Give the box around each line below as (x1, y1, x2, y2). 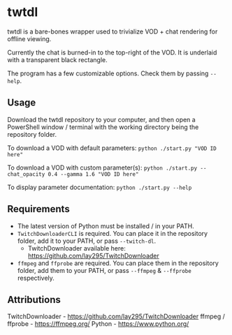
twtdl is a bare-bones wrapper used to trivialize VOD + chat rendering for (7, 27, 218, 36)
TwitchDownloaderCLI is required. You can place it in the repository (17, 229, 208, 237)
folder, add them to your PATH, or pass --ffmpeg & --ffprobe (17, 266, 192, 274)
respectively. (17, 274, 55, 282)
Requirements (7, 203, 70, 215)
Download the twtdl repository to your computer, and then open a (7, 115, 196, 124)
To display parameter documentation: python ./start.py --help (7, 183, 192, 191)
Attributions (7, 294, 61, 306)
